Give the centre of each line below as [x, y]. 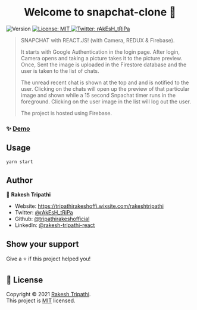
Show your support [43, 244]
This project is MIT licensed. [41, 300]
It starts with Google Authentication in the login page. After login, [100, 52]
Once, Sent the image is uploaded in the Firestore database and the [104, 65]
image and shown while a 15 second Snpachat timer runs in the [98, 95]
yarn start [20, 162]
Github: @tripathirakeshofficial [52, 219]
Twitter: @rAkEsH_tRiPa [44, 213]
